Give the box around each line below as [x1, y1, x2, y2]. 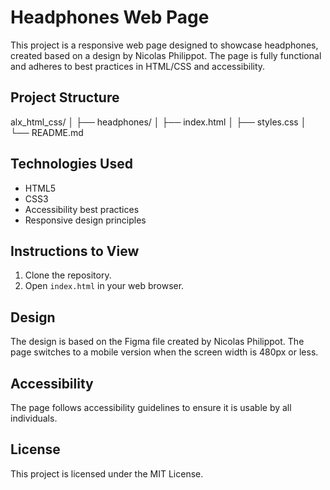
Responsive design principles [24, 214, 147, 226]
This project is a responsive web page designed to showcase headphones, [10, 39, 319, 51]
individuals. [10, 412, 58, 424]
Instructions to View [10, 242, 140, 260]
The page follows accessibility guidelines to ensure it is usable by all [10, 402, 292, 413]
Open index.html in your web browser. [24, 280, 185, 292]
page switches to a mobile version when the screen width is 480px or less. [10, 346, 319, 358]
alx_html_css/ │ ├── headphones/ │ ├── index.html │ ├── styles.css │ [10, 116, 307, 128]
